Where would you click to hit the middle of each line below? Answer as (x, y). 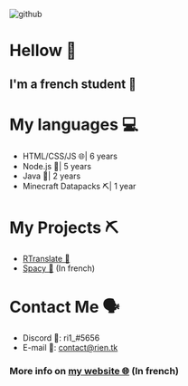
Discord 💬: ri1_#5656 (61, 338)
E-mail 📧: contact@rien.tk (70, 348)
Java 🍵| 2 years (52, 176)
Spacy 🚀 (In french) (59, 268)
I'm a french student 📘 (73, 84)
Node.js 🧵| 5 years (57, 166)
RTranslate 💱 (46, 259)
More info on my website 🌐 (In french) (94, 372)
